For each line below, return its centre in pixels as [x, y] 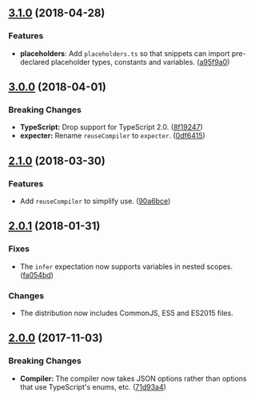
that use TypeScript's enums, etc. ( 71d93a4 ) [93, 386]
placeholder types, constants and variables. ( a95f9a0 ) [140, 62]
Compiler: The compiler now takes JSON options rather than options [133, 378]
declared [34, 62]
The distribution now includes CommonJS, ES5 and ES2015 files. [126, 313]
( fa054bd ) [37, 274]
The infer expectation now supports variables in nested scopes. [126, 266]
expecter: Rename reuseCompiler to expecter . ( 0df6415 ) [112, 136]
